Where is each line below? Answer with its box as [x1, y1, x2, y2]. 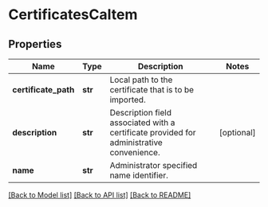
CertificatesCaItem [8, 6, 138, 24]
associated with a [109, 117, 175, 128]
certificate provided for [109, 127, 197, 138]
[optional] [219, 127, 256, 138]
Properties [8, 37, 62, 51]
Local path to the [109, 74, 173, 85]
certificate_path [12, 84, 75, 95]
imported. [109, 94, 146, 105]
